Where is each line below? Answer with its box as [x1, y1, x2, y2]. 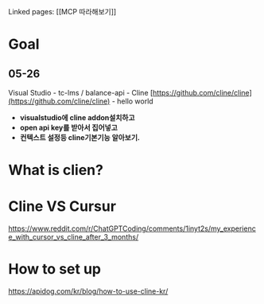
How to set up [8, 260, 102, 279]
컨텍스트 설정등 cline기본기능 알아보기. [19, 133, 141, 142]
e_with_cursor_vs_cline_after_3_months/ [8, 232, 139, 242]
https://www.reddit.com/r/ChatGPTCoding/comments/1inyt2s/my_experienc [8, 224, 256, 233]
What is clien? [8, 162, 103, 179]
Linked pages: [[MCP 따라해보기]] [8, 7, 117, 16]
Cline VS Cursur [8, 197, 117, 216]
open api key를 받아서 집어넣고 [19, 123, 118, 132]
